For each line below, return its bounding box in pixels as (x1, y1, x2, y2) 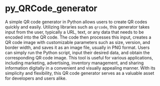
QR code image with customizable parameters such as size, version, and (5, 39, 150, 45)
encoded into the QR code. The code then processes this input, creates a (5, 34, 151, 40)
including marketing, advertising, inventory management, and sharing (5, 60, 144, 66)
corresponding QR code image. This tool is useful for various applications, (5, 55, 154, 60)
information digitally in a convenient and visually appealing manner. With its (5, 65, 156, 71)
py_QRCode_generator (5, 3, 98, 14)
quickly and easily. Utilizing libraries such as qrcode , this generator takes (5, 24, 150, 29)
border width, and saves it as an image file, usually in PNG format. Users (5, 44, 150, 50)
